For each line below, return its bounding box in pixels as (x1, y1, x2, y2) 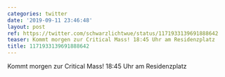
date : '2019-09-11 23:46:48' (7, 17, 93, 24)
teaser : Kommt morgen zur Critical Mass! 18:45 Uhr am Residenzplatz (7, 36, 216, 43)
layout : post (7, 23, 46, 30)
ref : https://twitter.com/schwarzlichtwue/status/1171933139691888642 (7, 29, 219, 37)
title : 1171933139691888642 (7, 43, 90, 50)
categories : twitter (7, 10, 68, 17)
